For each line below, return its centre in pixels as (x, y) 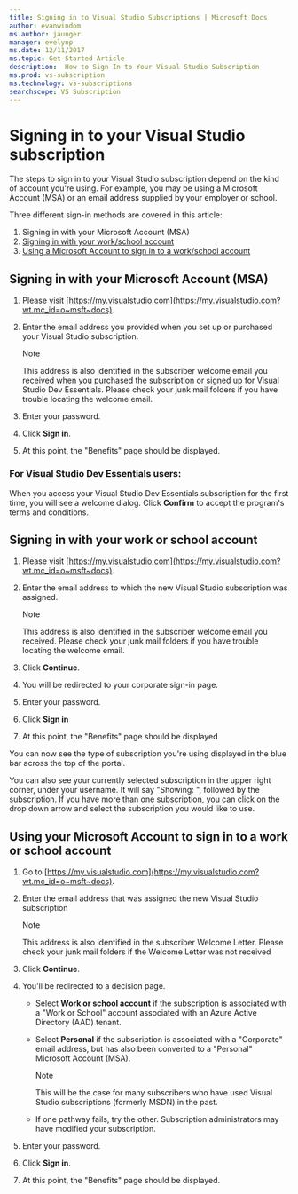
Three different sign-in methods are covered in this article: (116, 215)
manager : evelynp (41, 42)
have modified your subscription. (96, 1129)
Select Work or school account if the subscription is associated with (161, 1003)
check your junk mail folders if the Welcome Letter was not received (146, 952)
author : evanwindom (45, 26)
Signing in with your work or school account (133, 539)
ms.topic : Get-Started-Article (67, 59)
